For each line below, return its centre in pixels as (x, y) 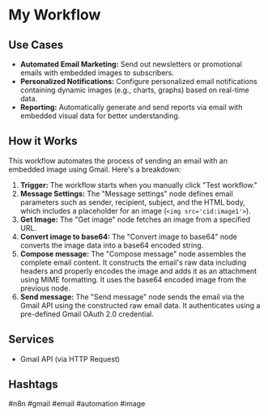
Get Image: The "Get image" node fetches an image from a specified (135, 219)
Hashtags (33, 385)
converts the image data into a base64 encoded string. (112, 245)
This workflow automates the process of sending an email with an (118, 160)
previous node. (45, 288)
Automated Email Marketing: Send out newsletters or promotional (131, 64)
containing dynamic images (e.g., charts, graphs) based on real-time (134, 90)
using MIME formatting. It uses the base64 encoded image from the (133, 279)
